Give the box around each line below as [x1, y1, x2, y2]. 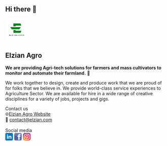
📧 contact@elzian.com [5, 116, 52, 122]
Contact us [5, 105, 28, 111]
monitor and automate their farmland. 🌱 [5, 70, 90, 76]
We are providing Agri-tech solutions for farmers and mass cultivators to [5, 64, 162, 70]
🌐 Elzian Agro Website [5, 111, 51, 117]
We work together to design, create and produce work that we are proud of [5, 80, 162, 86]
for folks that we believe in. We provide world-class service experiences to [5, 85, 161, 91]
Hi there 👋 [5, 5, 37, 14]
